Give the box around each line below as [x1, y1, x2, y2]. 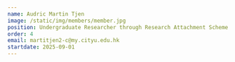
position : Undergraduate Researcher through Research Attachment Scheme [7, 24, 229, 31]
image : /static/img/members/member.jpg [7, 17, 126, 24]
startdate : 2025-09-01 [7, 43, 75, 51]
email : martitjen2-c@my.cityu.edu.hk [7, 37, 120, 44]
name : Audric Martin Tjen [7, 10, 84, 18]
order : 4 [7, 30, 34, 38]
